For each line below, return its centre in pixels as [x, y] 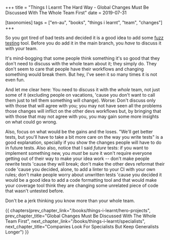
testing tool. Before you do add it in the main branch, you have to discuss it [83, 43]
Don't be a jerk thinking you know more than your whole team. [70, 201]
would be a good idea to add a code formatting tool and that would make [81, 180]
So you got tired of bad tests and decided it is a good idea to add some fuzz [84, 38]
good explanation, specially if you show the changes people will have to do [83, 142]
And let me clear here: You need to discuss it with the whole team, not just [83, 90]
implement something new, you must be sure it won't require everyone [79, 153]
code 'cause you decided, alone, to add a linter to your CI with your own [80, 169]
